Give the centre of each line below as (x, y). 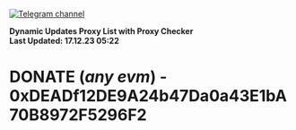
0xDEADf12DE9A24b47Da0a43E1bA (148, 96)
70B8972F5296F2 (78, 115)
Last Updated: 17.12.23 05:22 (64, 41)
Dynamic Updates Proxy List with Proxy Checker (101, 31)
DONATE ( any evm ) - (88, 77)
